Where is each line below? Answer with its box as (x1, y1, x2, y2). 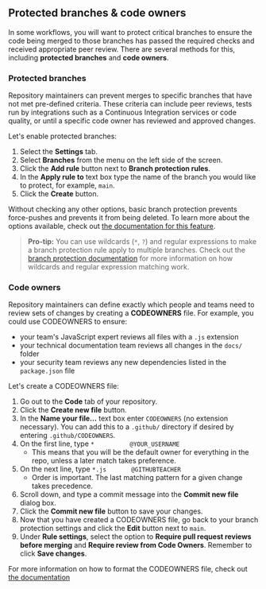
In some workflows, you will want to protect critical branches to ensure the (8, 27, 253, 37)
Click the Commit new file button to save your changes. (19, 506, 203, 516)
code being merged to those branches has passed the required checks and (8, 36, 255, 45)
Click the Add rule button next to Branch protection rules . (19, 164, 210, 173)
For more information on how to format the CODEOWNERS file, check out (8, 564, 248, 574)
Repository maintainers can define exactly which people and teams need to (8, 300, 255, 309)
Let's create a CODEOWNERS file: (8, 382, 119, 391)
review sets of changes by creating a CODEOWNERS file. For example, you (8, 308, 254, 318)
